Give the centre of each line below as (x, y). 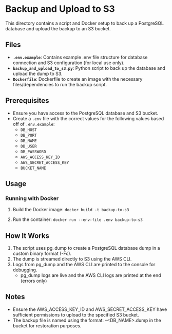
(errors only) (34, 281)
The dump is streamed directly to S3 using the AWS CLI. (72, 259)
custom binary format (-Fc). (42, 254)
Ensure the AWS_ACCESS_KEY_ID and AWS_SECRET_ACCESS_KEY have (90, 309)
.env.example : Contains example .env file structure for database (80, 57)
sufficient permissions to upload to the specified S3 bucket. (76, 314)
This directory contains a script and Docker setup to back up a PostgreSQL (85, 23)
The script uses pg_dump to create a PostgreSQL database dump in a (86, 248)
